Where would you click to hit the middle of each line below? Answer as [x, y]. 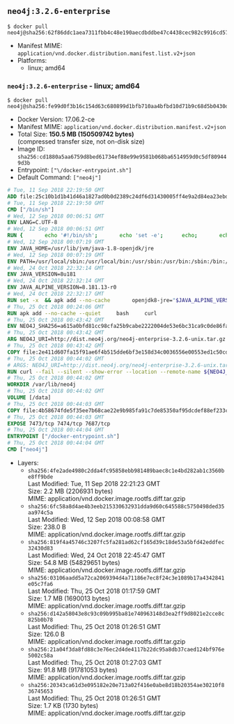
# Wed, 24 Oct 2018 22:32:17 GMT [56, 294]
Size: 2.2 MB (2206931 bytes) [70, 491]
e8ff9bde [40, 477]
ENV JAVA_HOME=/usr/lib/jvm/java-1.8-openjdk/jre [81, 248]
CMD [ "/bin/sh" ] [31, 209]
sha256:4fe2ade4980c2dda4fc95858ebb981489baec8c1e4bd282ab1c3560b [126, 471]
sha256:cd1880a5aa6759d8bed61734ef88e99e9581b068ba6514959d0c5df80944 [122, 157]
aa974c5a [40, 513]
